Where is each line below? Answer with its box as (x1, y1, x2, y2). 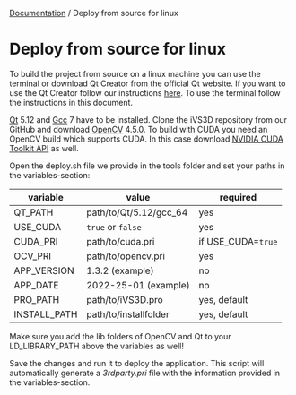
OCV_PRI (13, 250, 52, 262)
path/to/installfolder (86, 308, 170, 321)
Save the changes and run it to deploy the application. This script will (9, 357, 265, 368)
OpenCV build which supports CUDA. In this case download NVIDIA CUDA (9, 133, 284, 144)
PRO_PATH (13, 293, 60, 305)
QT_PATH (13, 206, 54, 219)
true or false (86, 220, 142, 233)
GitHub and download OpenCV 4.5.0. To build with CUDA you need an (9, 124, 268, 134)
